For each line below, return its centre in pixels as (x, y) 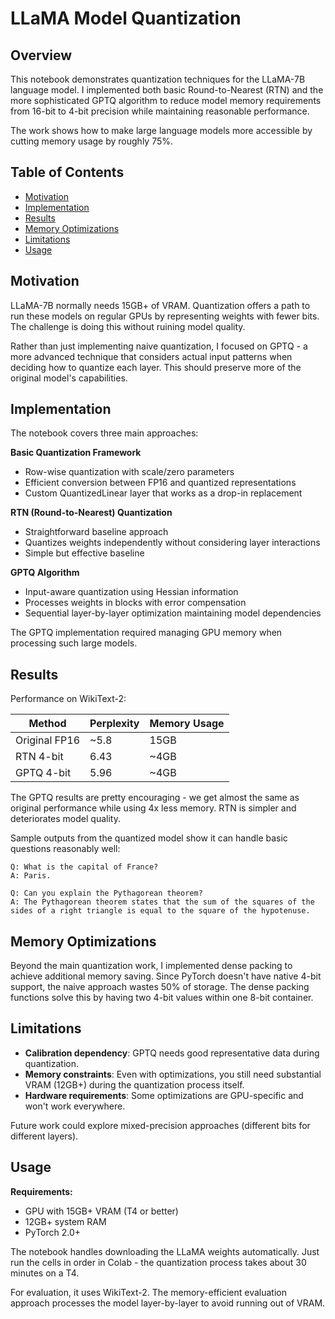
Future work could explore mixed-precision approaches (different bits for (160, 1125)
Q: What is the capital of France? (84, 867)
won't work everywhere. (75, 1106)
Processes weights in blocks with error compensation (135, 603)
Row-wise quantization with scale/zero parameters (129, 472)
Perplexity (114, 724)
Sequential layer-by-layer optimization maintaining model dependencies (173, 613)
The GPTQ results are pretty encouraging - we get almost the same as (155, 798)
